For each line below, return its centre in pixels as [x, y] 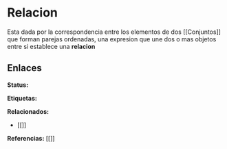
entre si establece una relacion [51, 46]
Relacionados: [28, 111]
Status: [18, 85]
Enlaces [25, 68]
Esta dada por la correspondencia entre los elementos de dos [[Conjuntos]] [114, 32]
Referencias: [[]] [31, 138]
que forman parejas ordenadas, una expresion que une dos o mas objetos [112, 39]
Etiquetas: [22, 98]
